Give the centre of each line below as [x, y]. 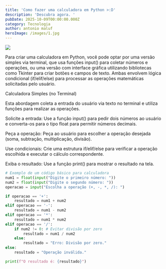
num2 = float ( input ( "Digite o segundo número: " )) [59, 182]
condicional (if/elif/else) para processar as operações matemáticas [75, 78]
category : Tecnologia [28, 24]
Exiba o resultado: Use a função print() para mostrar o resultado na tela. [80, 164]
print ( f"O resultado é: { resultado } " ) [46, 261]
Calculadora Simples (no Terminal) [41, 93]
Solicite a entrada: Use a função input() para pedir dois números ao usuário [83, 118]
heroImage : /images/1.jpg [32, 33]
